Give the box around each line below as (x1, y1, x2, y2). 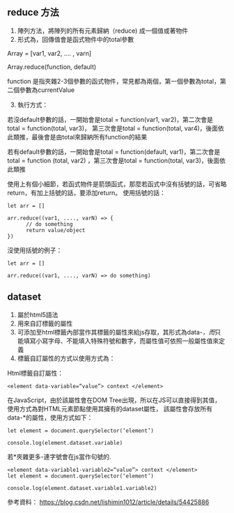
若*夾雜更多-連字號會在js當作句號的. (7, 452, 111, 461)
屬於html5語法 (17, 310, 58, 319)
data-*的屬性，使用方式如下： (7, 413, 93, 422)
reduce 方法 (7, 6, 59, 19)
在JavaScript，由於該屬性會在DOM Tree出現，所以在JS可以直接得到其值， (7, 396, 221, 404)
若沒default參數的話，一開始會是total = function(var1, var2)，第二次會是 (7, 115, 214, 123)
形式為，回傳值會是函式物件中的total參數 (17, 35, 134, 43)
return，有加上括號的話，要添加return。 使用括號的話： (7, 188, 166, 197)
